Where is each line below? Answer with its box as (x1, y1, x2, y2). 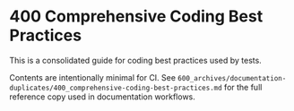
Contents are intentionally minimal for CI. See (9, 72, 177, 82)
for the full (223, 81, 263, 92)
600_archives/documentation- (177, 73, 287, 82)
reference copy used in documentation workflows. (9, 91, 195, 102)
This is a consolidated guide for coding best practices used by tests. (9, 55, 262, 65)
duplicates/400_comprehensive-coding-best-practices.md (9, 83, 222, 92)
